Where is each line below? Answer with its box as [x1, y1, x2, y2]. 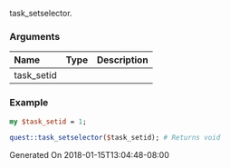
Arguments [9, 30, 61, 43]
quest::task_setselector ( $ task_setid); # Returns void [9, 133, 221, 143]
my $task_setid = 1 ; [9, 117, 88, 126]
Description [96, 54, 149, 66]
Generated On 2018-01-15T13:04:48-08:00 [9, 150, 169, 161]
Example [9, 96, 49, 109]
